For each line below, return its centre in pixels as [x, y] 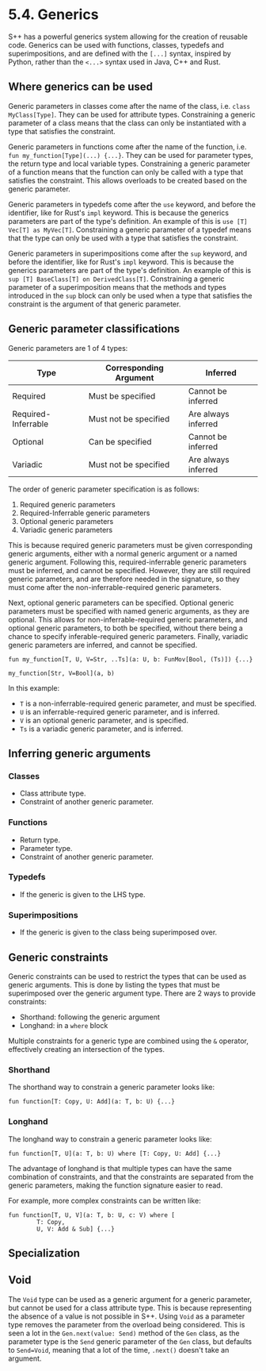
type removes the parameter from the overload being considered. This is [127, 1324]
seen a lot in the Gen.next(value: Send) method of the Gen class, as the [124, 1333]
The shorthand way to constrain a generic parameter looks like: [112, 1087]
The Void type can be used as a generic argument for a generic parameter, [130, 1299]
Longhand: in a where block [64, 1025]
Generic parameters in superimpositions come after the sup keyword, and [128, 253]
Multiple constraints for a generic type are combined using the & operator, [129, 1041]
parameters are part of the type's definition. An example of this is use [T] [128, 221]
